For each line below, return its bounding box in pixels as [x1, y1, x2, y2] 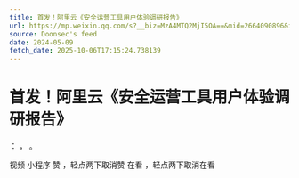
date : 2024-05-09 [9, 37, 74, 47]
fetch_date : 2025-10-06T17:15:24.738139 [9, 46, 162, 55]
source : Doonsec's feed [9, 29, 98, 38]
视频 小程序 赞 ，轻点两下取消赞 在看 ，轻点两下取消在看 [9, 159, 215, 170]
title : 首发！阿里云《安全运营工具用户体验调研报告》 [9, 12, 183, 22]
